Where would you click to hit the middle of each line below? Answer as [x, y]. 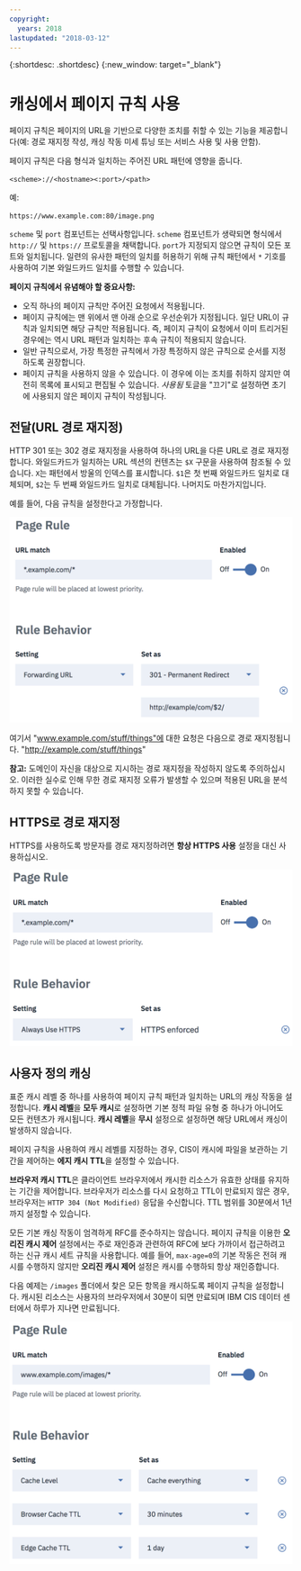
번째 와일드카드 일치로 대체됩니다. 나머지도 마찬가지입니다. [164, 484]
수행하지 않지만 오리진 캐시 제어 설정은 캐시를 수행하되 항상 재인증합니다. [153, 1267]
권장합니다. [66, 362]
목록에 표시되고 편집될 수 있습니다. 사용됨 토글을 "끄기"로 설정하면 [154, 385]
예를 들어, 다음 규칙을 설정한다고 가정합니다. [86, 503]
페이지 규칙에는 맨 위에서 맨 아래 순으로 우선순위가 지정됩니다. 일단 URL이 [151, 317]
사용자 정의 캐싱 [50, 1074]
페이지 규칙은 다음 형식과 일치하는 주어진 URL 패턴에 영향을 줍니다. [126, 161]
